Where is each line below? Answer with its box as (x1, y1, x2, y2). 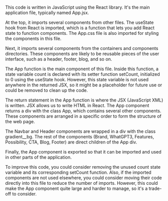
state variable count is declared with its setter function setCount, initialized (5, 71, 160, 77)
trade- (148, 185, 162, 191)
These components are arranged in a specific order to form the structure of (5, 113, 162, 119)
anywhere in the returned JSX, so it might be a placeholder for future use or (5, 82, 162, 88)
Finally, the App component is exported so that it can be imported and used (5, 149, 162, 155)
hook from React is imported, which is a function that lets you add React (5, 25, 155, 31)
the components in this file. (5, 35, 62, 41)
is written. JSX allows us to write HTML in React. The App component (5, 103, 149, 108)
